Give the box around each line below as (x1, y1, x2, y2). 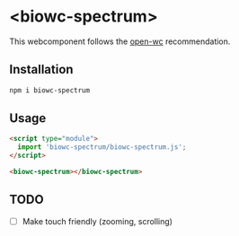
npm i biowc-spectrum (9, 85, 91, 95)
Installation (9, 62, 74, 77)
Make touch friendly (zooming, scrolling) (22, 215, 173, 226)
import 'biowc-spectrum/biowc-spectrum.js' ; (17, 143, 187, 152)
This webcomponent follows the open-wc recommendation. (9, 36, 231, 47)
